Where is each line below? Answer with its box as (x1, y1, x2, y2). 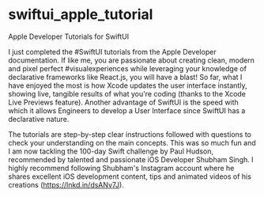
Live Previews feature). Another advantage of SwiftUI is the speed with (8, 97, 239, 107)
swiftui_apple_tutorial (8, 6, 153, 24)
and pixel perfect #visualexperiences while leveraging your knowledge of (8, 63, 247, 73)
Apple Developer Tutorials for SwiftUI (8, 32, 129, 41)
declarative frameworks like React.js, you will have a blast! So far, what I (8, 72, 243, 81)
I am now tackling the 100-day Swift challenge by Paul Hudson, (8, 146, 214, 156)
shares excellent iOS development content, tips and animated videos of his (8, 172, 251, 181)
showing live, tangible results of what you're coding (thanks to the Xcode (8, 89, 247, 98)
